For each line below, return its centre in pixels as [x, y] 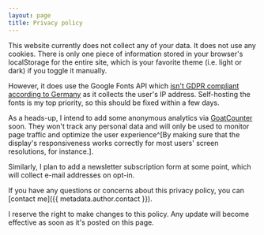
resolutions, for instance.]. [51, 151]
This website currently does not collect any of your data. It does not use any [132, 45]
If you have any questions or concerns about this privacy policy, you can [126, 190]
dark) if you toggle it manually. [58, 70]
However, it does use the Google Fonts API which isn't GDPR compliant [124, 86]
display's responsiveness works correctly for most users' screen [113, 143]
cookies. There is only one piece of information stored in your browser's [126, 54]
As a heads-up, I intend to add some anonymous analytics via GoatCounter [130, 117]
